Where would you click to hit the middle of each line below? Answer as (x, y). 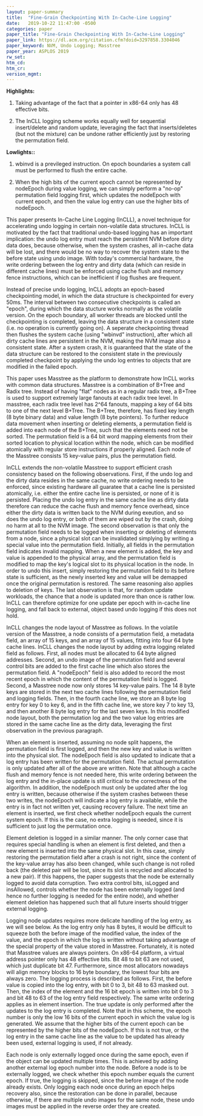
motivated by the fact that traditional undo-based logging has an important (99, 233)
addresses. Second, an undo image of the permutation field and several (96, 660)
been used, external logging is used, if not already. (70, 1043)
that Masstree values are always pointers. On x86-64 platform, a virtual (95, 953)
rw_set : (16, 57)
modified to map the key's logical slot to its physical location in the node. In (100, 564)
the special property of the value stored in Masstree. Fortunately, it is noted (100, 946)
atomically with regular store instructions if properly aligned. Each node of (99, 449)
